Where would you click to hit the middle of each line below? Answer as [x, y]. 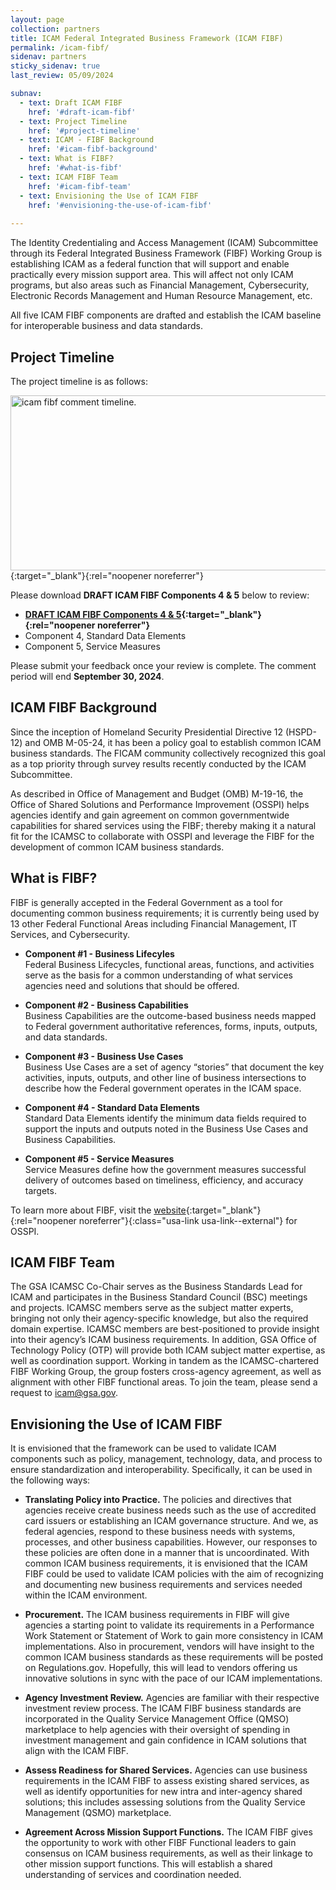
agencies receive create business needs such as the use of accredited [170, 1510]
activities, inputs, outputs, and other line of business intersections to [165, 1077]
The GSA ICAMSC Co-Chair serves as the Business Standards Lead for [156, 1287]
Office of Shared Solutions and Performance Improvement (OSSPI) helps [160, 804]
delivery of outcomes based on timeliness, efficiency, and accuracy [164, 1180]
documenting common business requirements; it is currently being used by [165, 913]
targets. [40, 1190]
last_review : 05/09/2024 [62, 76]
